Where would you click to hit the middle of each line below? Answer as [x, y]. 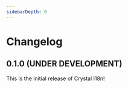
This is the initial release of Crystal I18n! [56, 78]
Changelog [34, 41]
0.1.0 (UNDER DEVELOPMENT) [64, 64]
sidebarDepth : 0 [27, 12]
